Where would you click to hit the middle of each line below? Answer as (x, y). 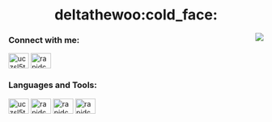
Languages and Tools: (53, 85)
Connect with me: (44, 40)
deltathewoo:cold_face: (136, 15)
